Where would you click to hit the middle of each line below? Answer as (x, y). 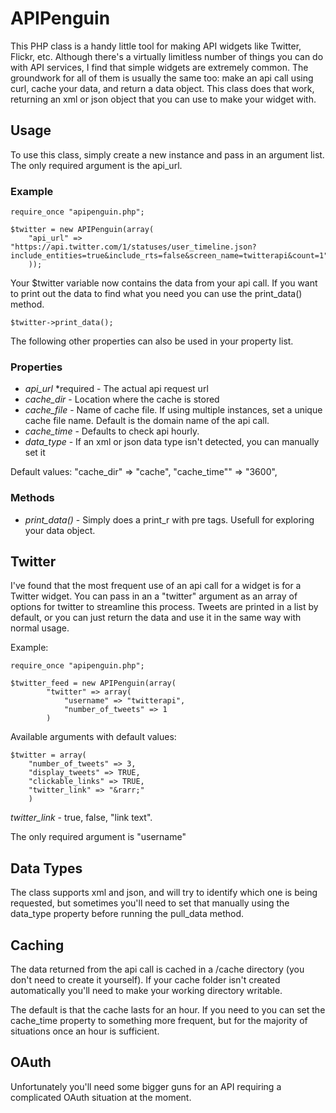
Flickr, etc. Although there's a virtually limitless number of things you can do (167, 56)
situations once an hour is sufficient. (85, 1031)
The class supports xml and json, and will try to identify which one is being (164, 893)
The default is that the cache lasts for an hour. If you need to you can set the (168, 1010)
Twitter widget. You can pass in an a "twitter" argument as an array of (154, 596)
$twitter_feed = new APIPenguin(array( (93, 683)
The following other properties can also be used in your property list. (152, 341)
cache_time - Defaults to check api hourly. (112, 431)
